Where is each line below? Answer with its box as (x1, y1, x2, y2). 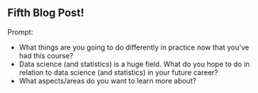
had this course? (18, 50, 74, 60)
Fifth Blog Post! (7, 6, 85, 20)
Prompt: (7, 27, 33, 36)
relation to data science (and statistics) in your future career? (18, 67, 218, 77)
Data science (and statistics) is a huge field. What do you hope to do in (18, 59, 250, 69)
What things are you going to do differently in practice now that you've (18, 43, 250, 52)
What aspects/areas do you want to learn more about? (18, 76, 197, 85)
